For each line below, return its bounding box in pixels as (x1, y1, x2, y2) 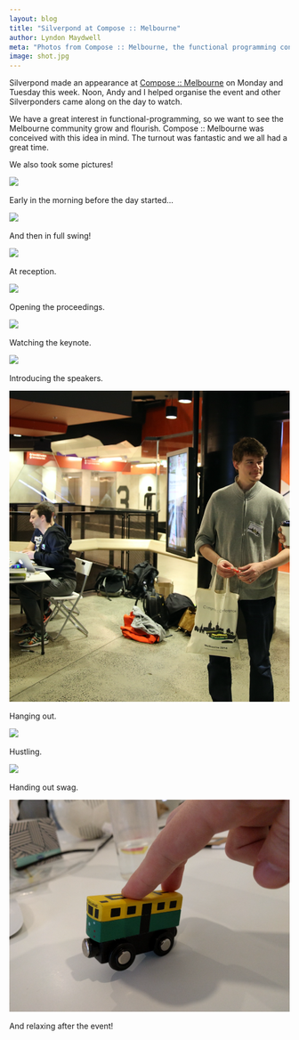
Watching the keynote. (9, 337, 92, 348)
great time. (9, 142, 49, 153)
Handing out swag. (9, 782, 78, 792)
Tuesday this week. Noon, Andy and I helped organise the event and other (9, 87, 281, 98)
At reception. (9, 266, 57, 277)
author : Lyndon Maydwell (9, 33, 101, 42)
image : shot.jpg (9, 52, 69, 61)
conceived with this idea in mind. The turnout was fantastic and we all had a (9, 133, 287, 143)
